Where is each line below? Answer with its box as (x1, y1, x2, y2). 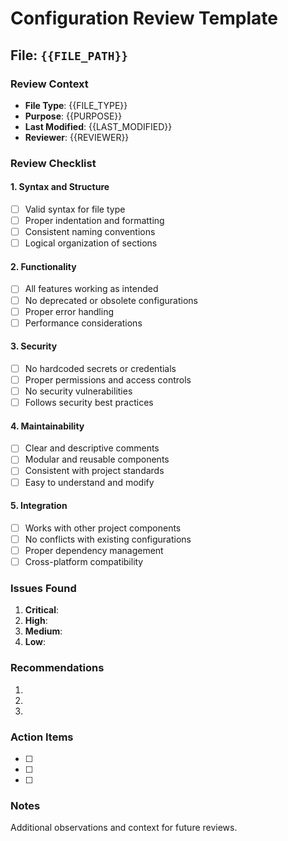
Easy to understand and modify (24, 476, 155, 488)
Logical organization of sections (24, 237, 158, 249)
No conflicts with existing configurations (24, 533, 192, 545)
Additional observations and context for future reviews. (10, 822, 238, 834)
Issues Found (10, 581, 77, 595)
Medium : (24, 625, 63, 637)
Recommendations (10, 661, 105, 675)
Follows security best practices (24, 397, 154, 409)
